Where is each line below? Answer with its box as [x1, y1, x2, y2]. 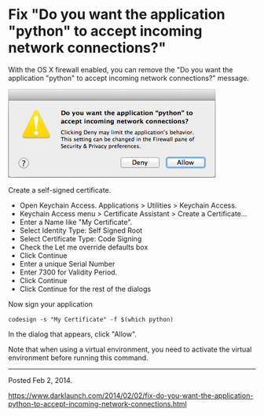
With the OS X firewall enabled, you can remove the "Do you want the [8, 64, 233, 74]
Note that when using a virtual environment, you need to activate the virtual [8, 344, 252, 354]
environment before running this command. [8, 352, 148, 363]
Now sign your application [8, 299, 93, 308]
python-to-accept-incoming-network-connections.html [8, 399, 187, 408]
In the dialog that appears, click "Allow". [8, 329, 137, 339]
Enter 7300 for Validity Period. [19, 267, 118, 277]
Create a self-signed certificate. [8, 185, 112, 194]
